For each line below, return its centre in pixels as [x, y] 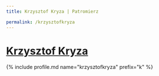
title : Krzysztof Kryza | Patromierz [52, 11]
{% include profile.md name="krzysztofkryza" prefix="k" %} [79, 67]
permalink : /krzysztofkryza [41, 22]
